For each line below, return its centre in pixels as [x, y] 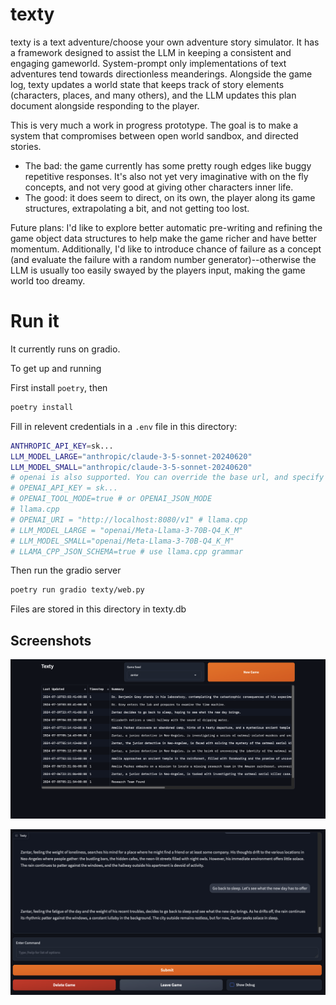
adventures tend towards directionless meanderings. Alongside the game [161, 74]
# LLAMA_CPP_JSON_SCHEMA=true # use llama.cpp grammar [127, 551]
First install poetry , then [59, 387]
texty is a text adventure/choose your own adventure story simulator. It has [165, 42]
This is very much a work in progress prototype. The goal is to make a [154, 125]
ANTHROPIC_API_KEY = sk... [62, 446]
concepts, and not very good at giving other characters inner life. [159, 187]
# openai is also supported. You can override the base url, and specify [167, 478]
